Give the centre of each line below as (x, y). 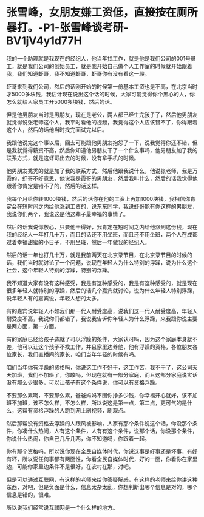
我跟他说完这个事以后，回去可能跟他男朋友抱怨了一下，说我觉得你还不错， (99, 143)
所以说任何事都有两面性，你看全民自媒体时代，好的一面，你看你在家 (107, 459)
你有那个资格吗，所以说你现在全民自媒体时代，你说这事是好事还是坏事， (97, 451)
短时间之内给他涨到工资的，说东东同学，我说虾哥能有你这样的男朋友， (110, 206)
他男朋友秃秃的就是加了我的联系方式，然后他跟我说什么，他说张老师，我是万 (102, 171)
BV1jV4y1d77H (44, 41)
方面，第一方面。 (38, 326)
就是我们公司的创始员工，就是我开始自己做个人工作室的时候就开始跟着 (104, 66)
